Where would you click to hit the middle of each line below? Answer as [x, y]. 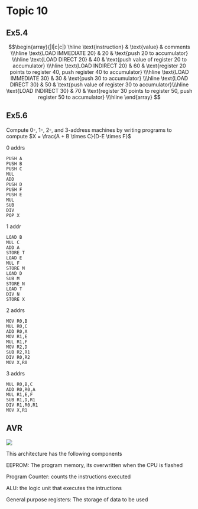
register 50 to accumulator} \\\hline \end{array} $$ [99, 97]
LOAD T [14, 289]
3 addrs [16, 373]
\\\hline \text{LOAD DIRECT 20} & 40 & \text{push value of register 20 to [99, 59]
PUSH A [14, 158]
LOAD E [14, 258]
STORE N [16, 284]
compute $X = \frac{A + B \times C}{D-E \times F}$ [69, 136]
